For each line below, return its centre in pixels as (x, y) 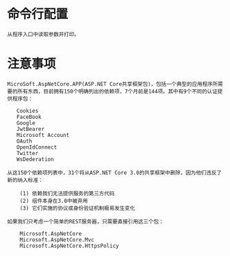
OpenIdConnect (37, 147)
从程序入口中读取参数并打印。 (43, 34)
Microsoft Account (43, 135)
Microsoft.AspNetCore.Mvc (57, 239)
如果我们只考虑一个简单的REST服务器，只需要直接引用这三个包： (86, 221)
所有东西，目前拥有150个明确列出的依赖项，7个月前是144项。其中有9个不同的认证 (117, 91)
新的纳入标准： (25, 180)
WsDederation (35, 159)
